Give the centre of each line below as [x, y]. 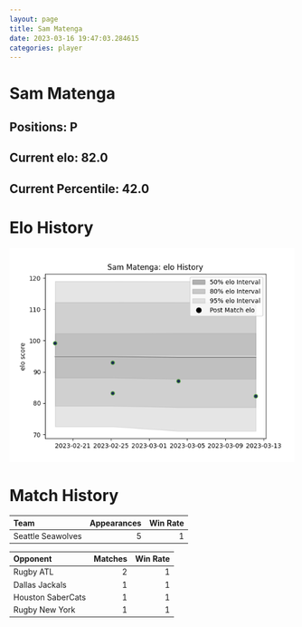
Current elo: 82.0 [59, 158]
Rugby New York [44, 610]
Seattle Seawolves [47, 536]
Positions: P [44, 127]
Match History [64, 495]
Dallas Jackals [40, 584]
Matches [111, 559]
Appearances [115, 523]
